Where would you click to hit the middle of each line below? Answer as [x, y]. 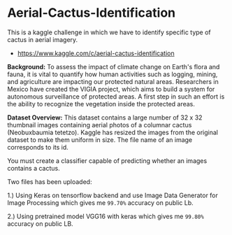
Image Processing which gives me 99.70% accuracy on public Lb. [100, 202]
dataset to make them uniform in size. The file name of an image [100, 140]
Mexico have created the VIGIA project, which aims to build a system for [111, 89]
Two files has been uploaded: [50, 181]
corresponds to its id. [38, 147]
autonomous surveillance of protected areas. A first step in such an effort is [116, 97]
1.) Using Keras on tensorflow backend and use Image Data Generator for [113, 195]
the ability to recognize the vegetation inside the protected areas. [101, 104]
